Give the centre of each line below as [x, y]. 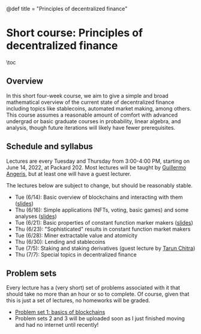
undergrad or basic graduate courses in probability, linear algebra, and [94, 121]
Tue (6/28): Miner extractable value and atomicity [76, 235]
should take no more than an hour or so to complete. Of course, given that [98, 294]
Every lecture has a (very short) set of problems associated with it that [93, 288]
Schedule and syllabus [49, 147]
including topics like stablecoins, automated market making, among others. [99, 108]
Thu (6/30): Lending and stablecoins [60, 241]
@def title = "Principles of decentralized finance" [67, 9]
